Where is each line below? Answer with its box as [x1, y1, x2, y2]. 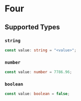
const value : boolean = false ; [4, 92, 70, 97]
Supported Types [4, 23, 60, 31]
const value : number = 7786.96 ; [4, 70, 72, 75]
